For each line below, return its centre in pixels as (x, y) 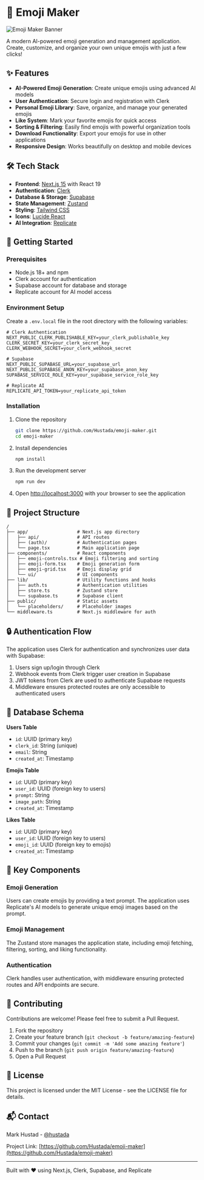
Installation (23, 406)
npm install (30, 459)
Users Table (22, 727)
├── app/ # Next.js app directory (73, 532)
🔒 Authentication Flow (49, 631)
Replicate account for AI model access (63, 292)
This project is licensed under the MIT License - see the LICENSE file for (97, 1090)
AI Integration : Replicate (46, 222)
